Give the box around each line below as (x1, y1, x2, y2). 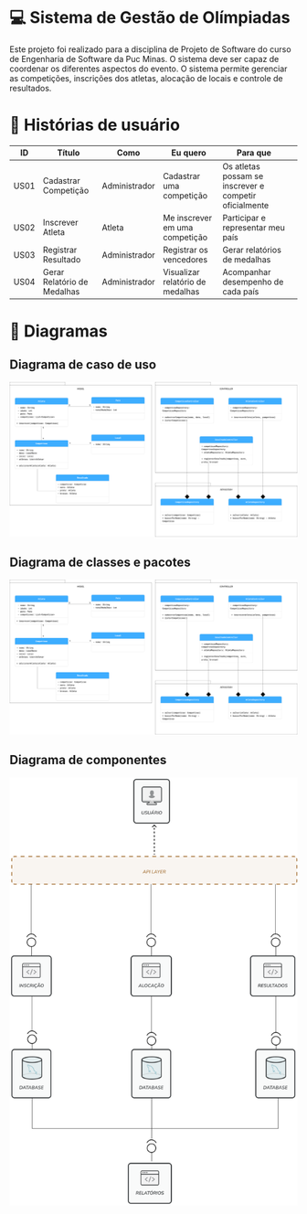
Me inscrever (163, 212, 213, 223)
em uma (163, 221, 194, 233)
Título (57, 147, 80, 158)
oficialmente (222, 199, 270, 210)
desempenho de (222, 276, 284, 288)
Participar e (222, 212, 267, 223)
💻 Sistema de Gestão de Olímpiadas (9, 7, 291, 28)
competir (222, 189, 257, 201)
